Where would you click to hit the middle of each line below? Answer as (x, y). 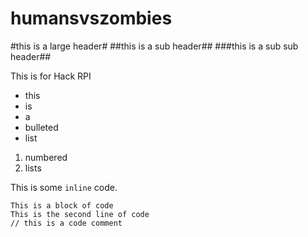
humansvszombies (91, 18)
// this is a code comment (66, 223)
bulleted (41, 127)
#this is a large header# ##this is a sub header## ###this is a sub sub (154, 46)
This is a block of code (62, 205)
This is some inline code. (64, 187)
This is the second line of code (80, 214)
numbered (46, 157)
